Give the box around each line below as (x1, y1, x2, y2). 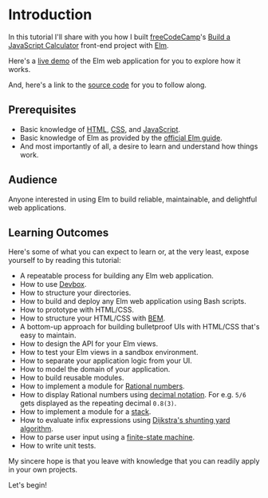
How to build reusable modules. (19, 373, 124, 383)
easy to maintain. (19, 330, 77, 341)
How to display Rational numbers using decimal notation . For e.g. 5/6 (19, 390, 246, 400)
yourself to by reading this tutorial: (8, 256, 121, 265)
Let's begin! (8, 480, 48, 490)
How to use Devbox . (19, 280, 87, 289)
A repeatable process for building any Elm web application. (19, 271, 214, 281)
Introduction (8, 6, 93, 24)
